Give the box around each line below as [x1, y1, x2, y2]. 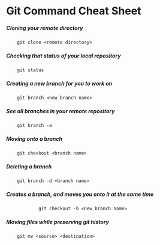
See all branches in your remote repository [6, 107, 115, 114]
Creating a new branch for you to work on [6, 80, 113, 87]
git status [17, 67, 44, 73]
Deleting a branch [6, 163, 52, 170]
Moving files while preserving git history [6, 218, 110, 225]
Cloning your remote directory [6, 24, 83, 31]
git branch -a [17, 123, 52, 129]
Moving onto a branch [6, 135, 63, 142]
